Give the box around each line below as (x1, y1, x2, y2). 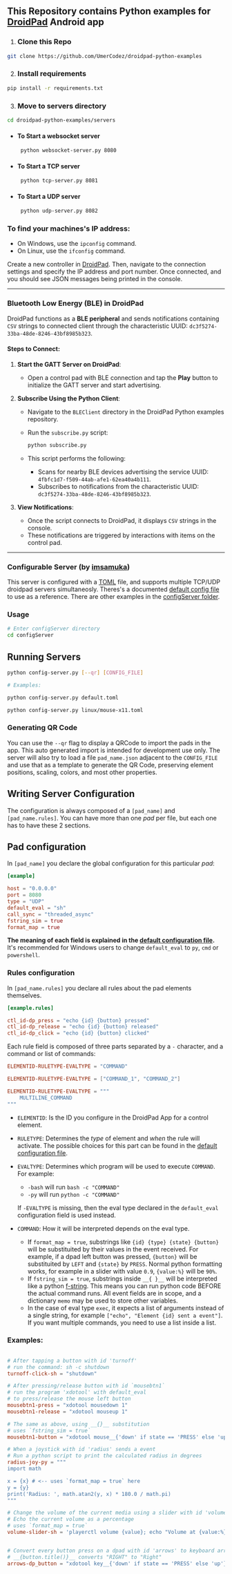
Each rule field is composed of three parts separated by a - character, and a (7, 1042, 224, 1050)
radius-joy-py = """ (7, 1459, 67, 1466)
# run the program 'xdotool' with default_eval (7, 1389, 147, 1396)
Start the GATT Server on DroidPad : (17, 360, 122, 368)
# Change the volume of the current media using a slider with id (7, 1509, 202, 1517)
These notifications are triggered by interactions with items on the (27, 531, 215, 539)
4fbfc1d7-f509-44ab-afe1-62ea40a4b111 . (37, 474, 152, 483)
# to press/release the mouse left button (7, 1395, 131, 1403)
